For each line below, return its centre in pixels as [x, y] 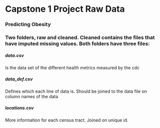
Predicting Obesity [28, 25]
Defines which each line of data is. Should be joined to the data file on [76, 91]
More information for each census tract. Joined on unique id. [67, 120]
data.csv [15, 55]
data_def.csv [19, 79]
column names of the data [32, 96]
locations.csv [19, 108]
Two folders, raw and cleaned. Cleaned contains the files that [80, 38]
